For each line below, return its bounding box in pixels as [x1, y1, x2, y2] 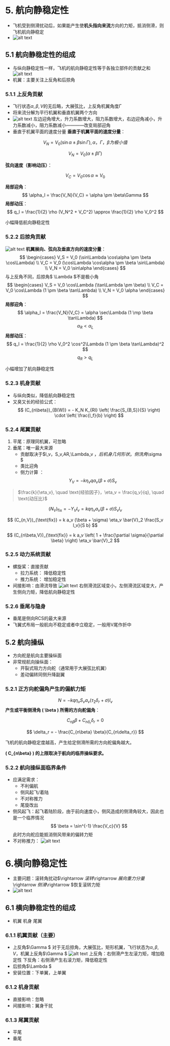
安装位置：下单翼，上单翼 [12, 970, 66, 976]
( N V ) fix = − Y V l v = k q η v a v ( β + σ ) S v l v [48, 505, 122, 513]
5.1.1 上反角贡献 [5, 90, 43, 98]
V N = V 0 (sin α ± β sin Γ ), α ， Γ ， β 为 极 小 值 [43, 139, 128, 146]
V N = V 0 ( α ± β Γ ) [68, 150, 103, 157]
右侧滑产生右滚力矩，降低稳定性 [40, 957, 108, 963]
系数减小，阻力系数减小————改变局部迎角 [17, 122, 111, 129]
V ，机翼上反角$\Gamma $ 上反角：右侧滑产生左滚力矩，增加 [12, 950, 160, 957]
